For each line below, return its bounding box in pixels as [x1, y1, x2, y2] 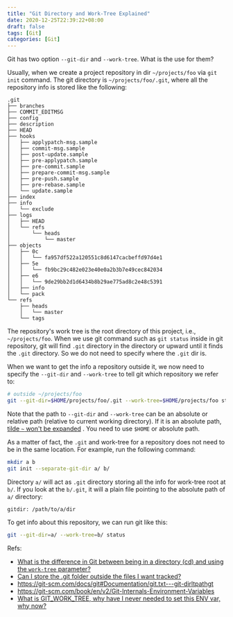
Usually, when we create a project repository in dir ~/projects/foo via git [7, 69, 217, 77]
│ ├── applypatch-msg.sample [7, 139, 98, 146]
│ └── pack [7, 290, 45, 298]
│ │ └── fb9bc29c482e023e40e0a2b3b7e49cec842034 [7, 266, 163, 274]
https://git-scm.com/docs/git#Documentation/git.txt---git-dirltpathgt [17, 580, 214, 588]
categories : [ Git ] [7, 36, 60, 43]
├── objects [7, 242, 42, 250]
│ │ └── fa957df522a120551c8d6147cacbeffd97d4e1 [7, 254, 163, 261]
